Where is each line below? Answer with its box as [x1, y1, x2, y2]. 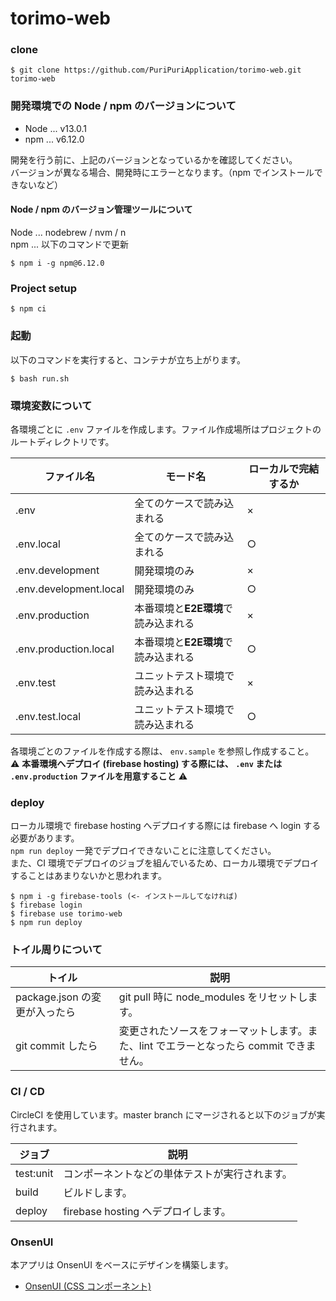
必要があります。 [10, 832, 80, 844]
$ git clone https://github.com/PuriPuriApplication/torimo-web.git [10, 65, 302, 76]
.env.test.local [15, 709, 82, 723]
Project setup [10, 281, 77, 295]
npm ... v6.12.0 [24, 133, 85, 145]
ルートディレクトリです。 [10, 435, 115, 447]
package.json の [15, 990, 92, 1004]
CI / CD [10, 1085, 45, 1099]
